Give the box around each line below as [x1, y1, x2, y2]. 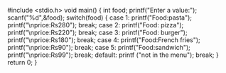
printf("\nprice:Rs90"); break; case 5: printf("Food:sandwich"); [7, 44, 190, 51]
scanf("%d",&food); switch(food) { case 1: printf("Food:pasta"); [7, 13, 193, 22]
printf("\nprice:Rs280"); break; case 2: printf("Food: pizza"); [7, 21, 184, 29]
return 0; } [7, 58, 38, 66]
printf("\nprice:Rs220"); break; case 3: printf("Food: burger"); [7, 28, 188, 36]
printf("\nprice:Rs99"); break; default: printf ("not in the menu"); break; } [7, 51, 219, 59]
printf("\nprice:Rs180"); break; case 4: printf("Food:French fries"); [7, 36, 200, 44]
